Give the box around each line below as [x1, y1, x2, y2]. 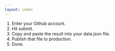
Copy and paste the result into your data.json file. [11, 31, 111, 36]
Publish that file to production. [11, 36, 72, 42]
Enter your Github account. [11, 20, 66, 26]
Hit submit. [11, 25, 33, 32]
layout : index [4, 7, 33, 12]
